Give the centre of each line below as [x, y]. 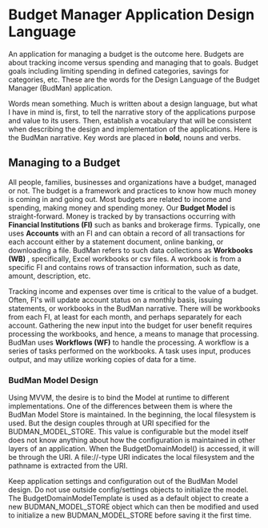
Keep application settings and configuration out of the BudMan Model [123, 482]
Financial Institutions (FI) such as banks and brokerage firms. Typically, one [134, 224]
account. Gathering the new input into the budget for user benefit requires [130, 325]
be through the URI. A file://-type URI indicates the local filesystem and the [131, 457]
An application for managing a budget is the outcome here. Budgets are [126, 54]
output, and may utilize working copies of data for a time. [102, 359]
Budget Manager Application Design [132, 15]
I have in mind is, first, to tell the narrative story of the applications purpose [132, 112]
